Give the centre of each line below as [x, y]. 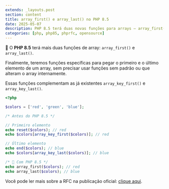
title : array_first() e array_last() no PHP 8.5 [57, 19]
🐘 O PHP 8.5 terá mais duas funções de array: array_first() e [70, 48]
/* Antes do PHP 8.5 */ [30, 116]
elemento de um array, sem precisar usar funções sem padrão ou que [77, 68]
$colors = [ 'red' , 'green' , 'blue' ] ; [45, 107]
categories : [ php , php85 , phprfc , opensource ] [55, 33]
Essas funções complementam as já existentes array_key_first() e [75, 83]
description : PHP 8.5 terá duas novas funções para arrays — [71, 29]
